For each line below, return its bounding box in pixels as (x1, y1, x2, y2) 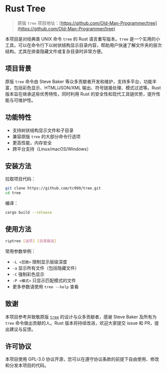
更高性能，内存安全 (12, 140, 52, 146)
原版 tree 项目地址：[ (17, 20, 61, 26)
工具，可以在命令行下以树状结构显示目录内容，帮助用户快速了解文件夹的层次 (5, 42, 162, 48)
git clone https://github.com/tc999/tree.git (5, 186, 101, 191)
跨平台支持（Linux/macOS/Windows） (12, 146, 91, 152)
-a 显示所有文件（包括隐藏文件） (12, 265, 80, 271)
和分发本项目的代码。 (5, 363, 49, 369)
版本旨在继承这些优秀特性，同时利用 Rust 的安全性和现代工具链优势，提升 (5, 91, 157, 97)
